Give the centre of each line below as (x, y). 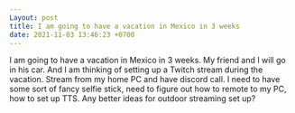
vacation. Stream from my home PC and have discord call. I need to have (145, 80)
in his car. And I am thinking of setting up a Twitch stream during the (136, 70)
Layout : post (34, 18)
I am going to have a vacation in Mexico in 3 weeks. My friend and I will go (147, 61)
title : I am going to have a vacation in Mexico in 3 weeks (125, 26)
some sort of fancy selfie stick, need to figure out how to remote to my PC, (148, 89)
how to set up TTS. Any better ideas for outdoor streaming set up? (133, 99)
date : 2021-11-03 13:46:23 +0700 (72, 34)
